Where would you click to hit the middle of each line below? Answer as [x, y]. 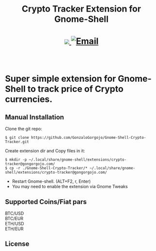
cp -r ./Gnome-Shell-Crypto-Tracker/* [49, 168]
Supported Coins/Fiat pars [46, 202]
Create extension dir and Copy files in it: [45, 151]
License [17, 244]
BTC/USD [15, 213]
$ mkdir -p [16, 160]
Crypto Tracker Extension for [81, 9]
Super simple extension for [61, 79]
